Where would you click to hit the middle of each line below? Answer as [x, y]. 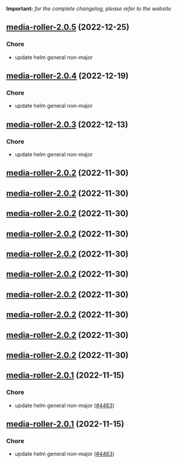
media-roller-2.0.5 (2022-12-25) [68, 27]
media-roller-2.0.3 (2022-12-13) [67, 124]
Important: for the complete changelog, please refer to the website [89, 9]
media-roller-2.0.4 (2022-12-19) [68, 76]
